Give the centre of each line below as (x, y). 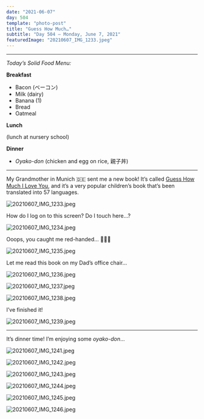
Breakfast (19, 75)
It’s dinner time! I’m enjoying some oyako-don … (66, 339)
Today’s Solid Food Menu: (39, 63)
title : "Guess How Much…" (39, 29)
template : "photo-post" (36, 23)
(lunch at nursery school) (38, 137)
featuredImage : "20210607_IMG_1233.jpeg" (59, 40)
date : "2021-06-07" (31, 12)
